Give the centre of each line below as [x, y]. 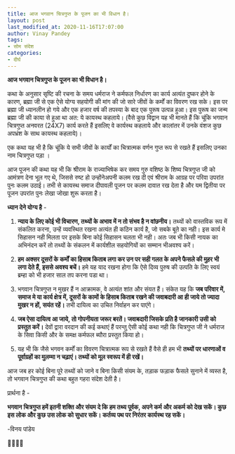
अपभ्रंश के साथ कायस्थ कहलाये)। [45, 133]
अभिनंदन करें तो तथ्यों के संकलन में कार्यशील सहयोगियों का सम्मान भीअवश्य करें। [106, 245]
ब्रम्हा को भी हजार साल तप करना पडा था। [63, 275]
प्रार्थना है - [19, 393]
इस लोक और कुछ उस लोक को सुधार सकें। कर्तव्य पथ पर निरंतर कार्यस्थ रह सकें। [96, 415]
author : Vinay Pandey [39, 33]
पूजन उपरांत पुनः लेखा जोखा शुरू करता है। [54, 193]
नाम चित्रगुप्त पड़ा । [29, 155]
